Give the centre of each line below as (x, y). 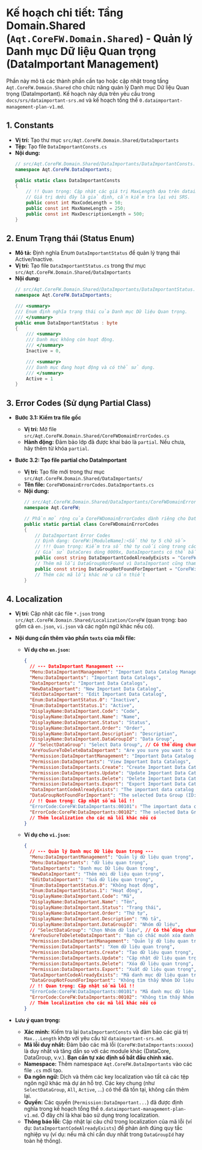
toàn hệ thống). (43, 1140)
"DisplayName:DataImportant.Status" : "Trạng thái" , (95, 908)
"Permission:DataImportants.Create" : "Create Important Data (108, 767)
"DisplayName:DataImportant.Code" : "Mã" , (82, 896)
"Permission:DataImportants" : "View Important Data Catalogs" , (110, 762)
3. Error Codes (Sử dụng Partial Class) (79, 403)
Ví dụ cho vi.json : (47, 835)
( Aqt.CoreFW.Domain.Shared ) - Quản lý (99, 39)
